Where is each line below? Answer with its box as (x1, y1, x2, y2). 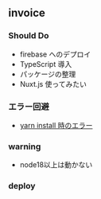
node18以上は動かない (19, 160, 93, 170)
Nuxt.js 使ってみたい (19, 79, 87, 88)
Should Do (8, 30, 49, 41)
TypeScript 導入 (19, 59, 72, 68)
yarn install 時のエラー (19, 120, 93, 130)
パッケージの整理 (19, 69, 76, 79)
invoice (8, 6, 46, 20)
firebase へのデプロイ (19, 49, 91, 59)
